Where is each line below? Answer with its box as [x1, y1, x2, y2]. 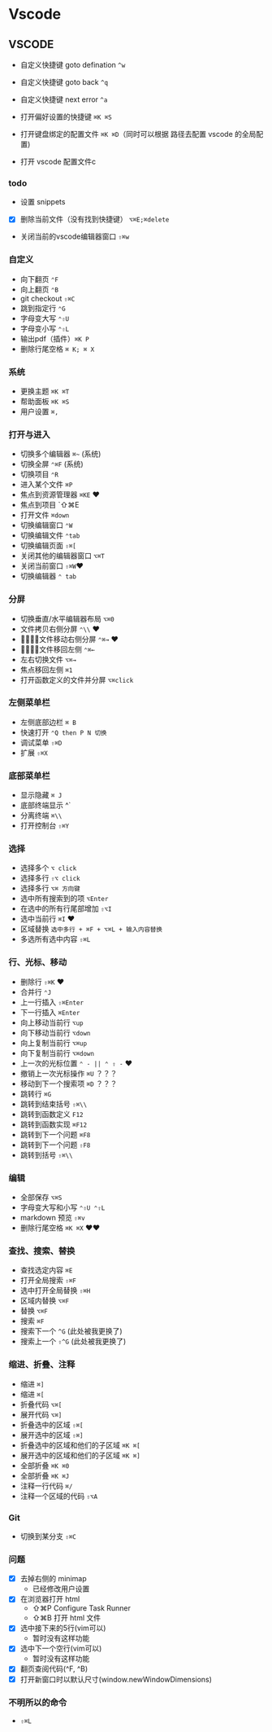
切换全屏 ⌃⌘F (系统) [19, 459, 84, 469]
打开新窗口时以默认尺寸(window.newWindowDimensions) [19, 1674, 213, 1684]
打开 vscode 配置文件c [19, 156, 97, 166]
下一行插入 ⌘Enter [19, 1007, 80, 1017]
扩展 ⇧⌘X [19, 747, 49, 758]
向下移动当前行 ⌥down [19, 1027, 91, 1037]
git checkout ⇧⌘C [19, 293, 76, 303]
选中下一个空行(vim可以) [19, 1643, 102, 1654]
